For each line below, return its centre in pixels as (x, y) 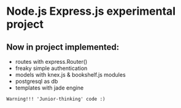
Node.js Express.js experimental (91, 11)
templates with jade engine (49, 88)
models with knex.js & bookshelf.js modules (70, 75)
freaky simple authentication (51, 68)
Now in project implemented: (63, 47)
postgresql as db (37, 81)
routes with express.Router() (51, 62)
